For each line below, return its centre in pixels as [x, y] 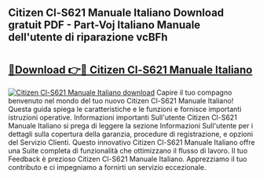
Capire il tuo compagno [194, 92]
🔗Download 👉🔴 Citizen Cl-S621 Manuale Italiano [130, 70]
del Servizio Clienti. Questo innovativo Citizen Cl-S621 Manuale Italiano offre [131, 142]
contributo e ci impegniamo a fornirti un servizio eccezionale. [107, 167]
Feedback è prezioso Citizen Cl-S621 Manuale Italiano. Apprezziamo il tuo [128, 159]
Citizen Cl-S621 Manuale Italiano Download [116, 13]
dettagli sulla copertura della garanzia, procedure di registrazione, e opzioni [131, 134]
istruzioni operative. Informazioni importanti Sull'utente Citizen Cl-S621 [123, 117]
